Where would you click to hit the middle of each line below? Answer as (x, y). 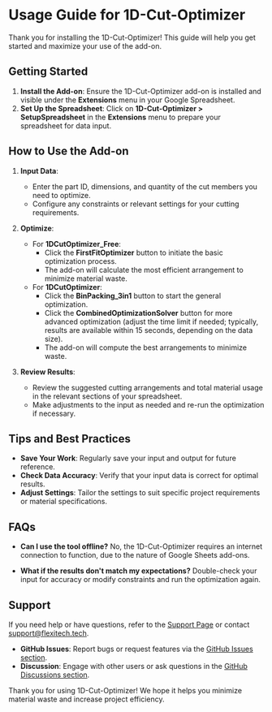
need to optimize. (61, 195)
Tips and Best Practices (70, 439)
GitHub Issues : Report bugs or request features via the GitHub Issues (136, 649)
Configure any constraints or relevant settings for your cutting (136, 204)
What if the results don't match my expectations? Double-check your (138, 571)
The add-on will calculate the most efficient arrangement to (144, 270)
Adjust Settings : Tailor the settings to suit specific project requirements (140, 493)
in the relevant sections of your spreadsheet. (107, 396)
